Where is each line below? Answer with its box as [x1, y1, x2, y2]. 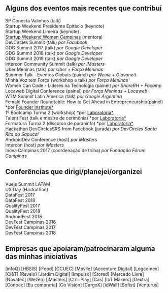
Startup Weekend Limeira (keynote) [5, 28, 80, 35]
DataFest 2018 [5, 197, 36, 203]
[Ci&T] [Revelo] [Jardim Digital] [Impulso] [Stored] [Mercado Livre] [5, 271, 144, 277]
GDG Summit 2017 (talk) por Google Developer [5, 44, 103, 50]
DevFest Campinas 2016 [5, 219, 56, 225]
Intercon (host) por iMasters [5, 142, 64, 148]
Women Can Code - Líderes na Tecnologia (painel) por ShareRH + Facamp [5, 82, 162, 89]
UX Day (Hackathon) [5, 186, 49, 192]
